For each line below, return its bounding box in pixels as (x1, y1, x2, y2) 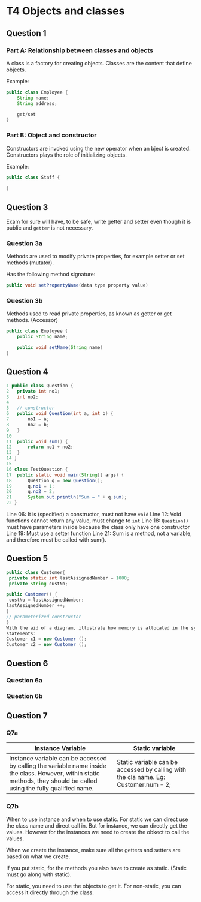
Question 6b (6, 692, 43, 700)
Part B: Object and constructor (6, 131, 97, 139)
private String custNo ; (8, 581, 68, 587)
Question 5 (6, 554, 48, 564)
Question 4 (6, 367, 49, 377)
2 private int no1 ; (6, 388, 60, 394)
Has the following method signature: (6, 271, 96, 278)
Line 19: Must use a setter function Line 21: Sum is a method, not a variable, (6, 530, 193, 537)
